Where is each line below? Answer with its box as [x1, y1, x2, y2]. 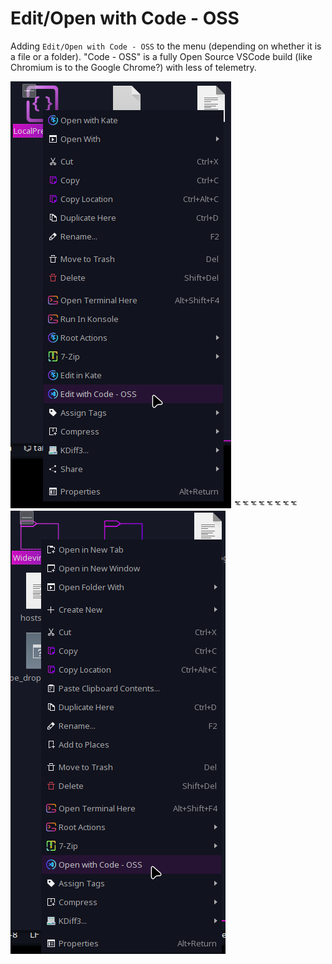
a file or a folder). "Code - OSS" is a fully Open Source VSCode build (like [10, 50, 313, 62]
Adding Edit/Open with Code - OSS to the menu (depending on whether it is [10, 40, 322, 52]
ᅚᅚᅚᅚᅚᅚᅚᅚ [233, 498, 298, 511]
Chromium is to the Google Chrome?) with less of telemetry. [10, 61, 257, 73]
